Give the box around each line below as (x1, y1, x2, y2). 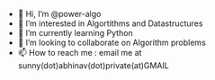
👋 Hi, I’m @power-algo (17, 9, 102, 19)
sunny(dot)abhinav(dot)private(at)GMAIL (17, 60, 169, 71)
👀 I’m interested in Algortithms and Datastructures (17, 18, 203, 29)
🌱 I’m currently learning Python (17, 28, 133, 38)
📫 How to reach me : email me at (17, 48, 142, 58)
